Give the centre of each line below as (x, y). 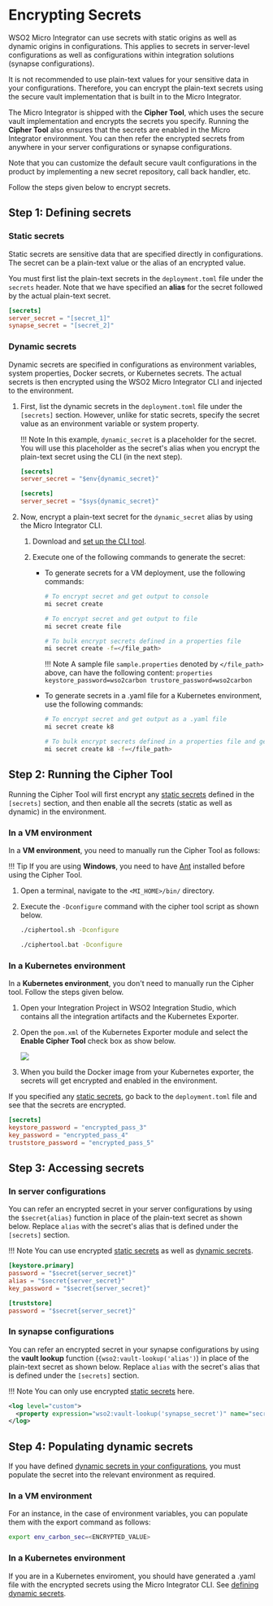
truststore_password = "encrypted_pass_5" (81, 1142)
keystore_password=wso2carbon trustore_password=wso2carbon (148, 681)
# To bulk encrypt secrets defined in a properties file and (150, 742)
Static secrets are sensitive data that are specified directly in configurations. (136, 253)
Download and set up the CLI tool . (89, 541)
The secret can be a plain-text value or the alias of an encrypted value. (127, 262)
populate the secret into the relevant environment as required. (112, 1475)
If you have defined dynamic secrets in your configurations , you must (125, 1466)
